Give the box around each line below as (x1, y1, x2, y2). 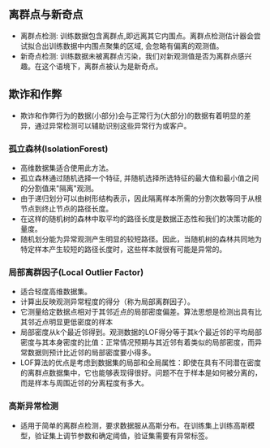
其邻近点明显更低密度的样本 (19, 317, 114, 327)
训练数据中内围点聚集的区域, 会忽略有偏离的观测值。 (48, 41, 224, 50)
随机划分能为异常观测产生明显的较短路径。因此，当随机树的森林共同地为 (19, 234, 262, 244)
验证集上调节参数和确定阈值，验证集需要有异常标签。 (34, 430, 212, 441)
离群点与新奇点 (8, 7, 84, 22)
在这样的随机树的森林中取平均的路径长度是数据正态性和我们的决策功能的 (19, 214, 262, 224)
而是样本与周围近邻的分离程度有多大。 (19, 378, 148, 388)
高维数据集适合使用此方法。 (19, 163, 114, 172)
